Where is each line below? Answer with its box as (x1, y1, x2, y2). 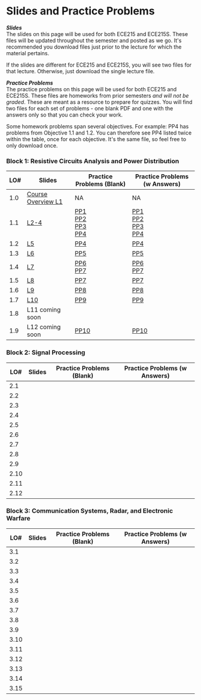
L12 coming (26, 323, 61, 331)
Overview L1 (26, 198, 63, 206)
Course (26, 190, 48, 199)
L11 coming (26, 306, 61, 314)
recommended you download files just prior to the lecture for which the (6, 43, 182, 50)
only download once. (6, 142, 58, 149)
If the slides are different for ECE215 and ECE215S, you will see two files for (6, 61, 192, 68)
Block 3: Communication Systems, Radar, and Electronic (6, 507, 173, 515)
